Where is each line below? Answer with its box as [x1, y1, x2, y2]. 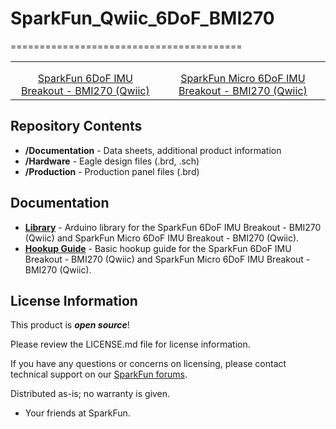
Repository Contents [10, 118, 143, 135]
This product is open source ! [10, 319, 130, 331]
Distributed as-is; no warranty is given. [10, 388, 171, 400]
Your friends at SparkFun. [24, 407, 131, 419]
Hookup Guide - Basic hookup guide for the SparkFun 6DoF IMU [24, 242, 292, 254]
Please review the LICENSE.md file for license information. [10, 338, 251, 351]
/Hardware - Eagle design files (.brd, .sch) [24, 155, 200, 167]
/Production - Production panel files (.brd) [24, 165, 200, 177]
